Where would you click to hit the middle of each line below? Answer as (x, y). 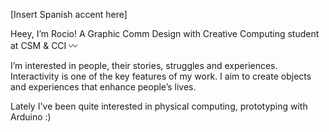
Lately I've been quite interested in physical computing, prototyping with (159, 106)
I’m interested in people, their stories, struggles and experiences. (144, 65)
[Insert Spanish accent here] (69, 14)
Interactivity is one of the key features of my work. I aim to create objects (161, 76)
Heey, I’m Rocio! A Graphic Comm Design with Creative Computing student (165, 33)
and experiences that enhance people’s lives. (103, 87)
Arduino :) (31, 117)
